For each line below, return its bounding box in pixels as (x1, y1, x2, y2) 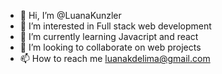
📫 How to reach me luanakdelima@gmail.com (19, 53, 211, 64)
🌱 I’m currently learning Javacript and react (19, 31, 199, 42)
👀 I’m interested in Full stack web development (19, 20, 212, 32)
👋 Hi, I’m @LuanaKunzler (19, 10, 122, 21)
